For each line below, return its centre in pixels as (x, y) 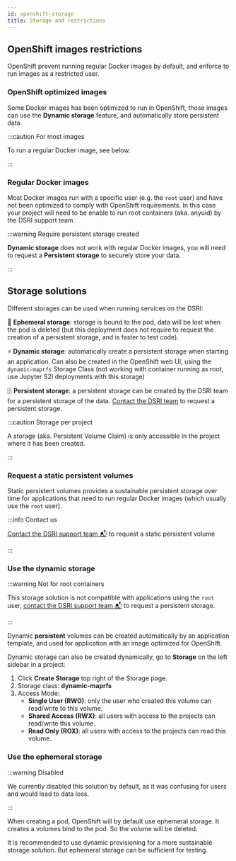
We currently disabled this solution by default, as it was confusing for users (117, 786)
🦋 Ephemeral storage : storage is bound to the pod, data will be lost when (114, 322)
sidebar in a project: (36, 665)
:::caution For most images (46, 136)
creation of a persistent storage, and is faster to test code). (93, 337)
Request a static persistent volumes (70, 475)
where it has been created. (46, 443)
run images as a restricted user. (53, 74)
